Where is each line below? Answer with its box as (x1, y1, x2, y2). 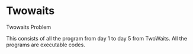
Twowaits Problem (6, 23, 52, 31)
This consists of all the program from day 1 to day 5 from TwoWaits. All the (6, 35, 188, 42)
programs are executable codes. (6, 41, 86, 48)
